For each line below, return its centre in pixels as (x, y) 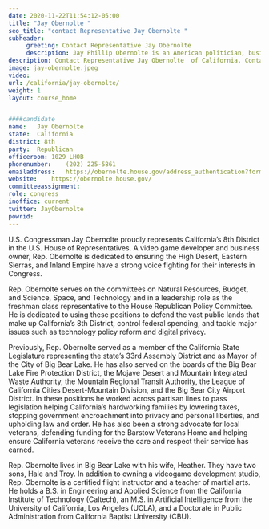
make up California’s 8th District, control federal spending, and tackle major (133, 323)
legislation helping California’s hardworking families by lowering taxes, (124, 407)
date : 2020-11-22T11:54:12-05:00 (64, 16)
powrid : (21, 216)
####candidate (32, 120)
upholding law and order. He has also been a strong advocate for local (124, 424)
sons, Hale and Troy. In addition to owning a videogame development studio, (134, 474)
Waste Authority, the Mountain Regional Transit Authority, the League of (127, 381)
